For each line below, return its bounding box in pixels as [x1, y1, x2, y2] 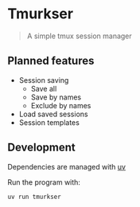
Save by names [30, 92, 81, 102]
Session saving [18, 75, 69, 84]
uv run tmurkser [7, 193, 61, 201]
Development [7, 141, 76, 154]
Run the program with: [7, 177, 81, 187]
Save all [30, 84, 57, 93]
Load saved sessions [18, 109, 88, 119]
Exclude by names [30, 100, 91, 110]
